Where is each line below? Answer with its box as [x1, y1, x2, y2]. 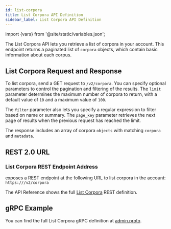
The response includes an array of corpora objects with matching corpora [5, 128, 161, 134]
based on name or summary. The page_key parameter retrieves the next [5, 112, 156, 118]
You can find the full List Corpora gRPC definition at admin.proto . [5, 217, 142, 223]
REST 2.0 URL [5, 148, 50, 156]
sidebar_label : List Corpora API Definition [5, 17, 102, 22]
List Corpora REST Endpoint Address [5, 163, 98, 170]
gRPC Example [5, 204, 53, 213]
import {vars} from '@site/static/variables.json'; [5, 31, 106, 37]
